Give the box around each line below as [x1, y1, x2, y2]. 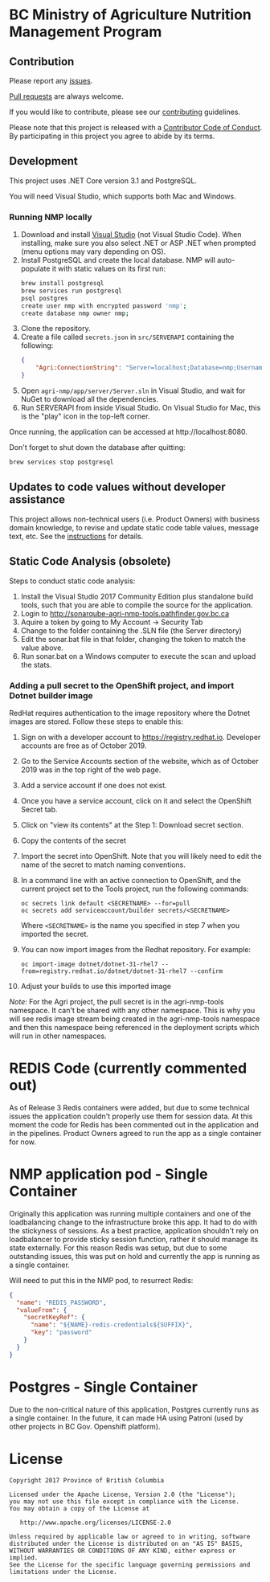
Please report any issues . [9, 76, 93, 85]
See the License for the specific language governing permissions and [9, 1560, 251, 1568]
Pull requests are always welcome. [9, 92, 124, 101]
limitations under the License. [9, 1568, 117, 1576]
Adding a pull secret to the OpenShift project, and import [9, 680, 235, 691]
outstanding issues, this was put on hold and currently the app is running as [9, 1251, 260, 1261]
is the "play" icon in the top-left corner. [20, 411, 150, 421]
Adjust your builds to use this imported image [20, 981, 172, 991]
